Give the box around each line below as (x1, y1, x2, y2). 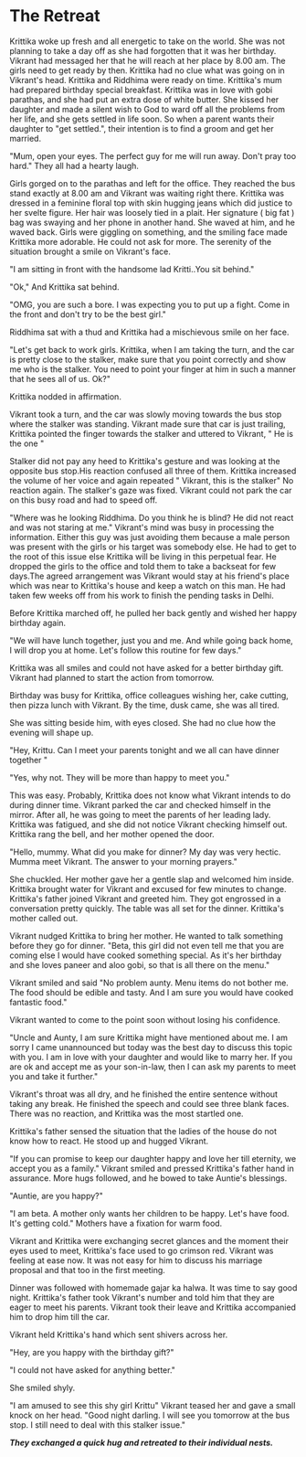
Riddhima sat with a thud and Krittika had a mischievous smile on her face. (9, 326, 290, 337)
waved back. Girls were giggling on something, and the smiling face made (9, 226, 288, 238)
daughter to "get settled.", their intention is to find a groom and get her (9, 122, 274, 133)
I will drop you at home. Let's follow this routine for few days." (9, 644, 242, 655)
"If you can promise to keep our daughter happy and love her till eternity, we (9, 1153, 297, 1164)
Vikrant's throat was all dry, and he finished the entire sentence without (9, 1089, 279, 1100)
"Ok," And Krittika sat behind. (9, 281, 120, 292)
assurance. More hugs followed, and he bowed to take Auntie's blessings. (9, 1172, 288, 1184)
